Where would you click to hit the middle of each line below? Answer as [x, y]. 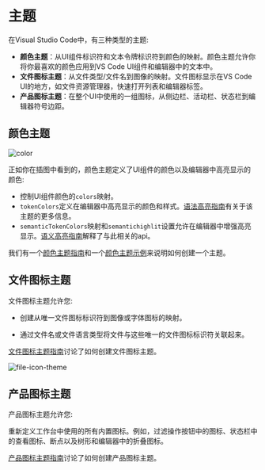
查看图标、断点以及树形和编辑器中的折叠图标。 [91, 441]
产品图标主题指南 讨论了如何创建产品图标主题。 [84, 458]
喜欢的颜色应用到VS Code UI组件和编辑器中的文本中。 [129, 66]
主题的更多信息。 [47, 216]
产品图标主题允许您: [41, 415]
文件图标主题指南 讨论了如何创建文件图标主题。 [84, 351]
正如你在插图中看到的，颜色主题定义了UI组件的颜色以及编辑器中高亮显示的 [130, 169]
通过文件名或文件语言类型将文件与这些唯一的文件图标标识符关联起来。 [134, 334]
